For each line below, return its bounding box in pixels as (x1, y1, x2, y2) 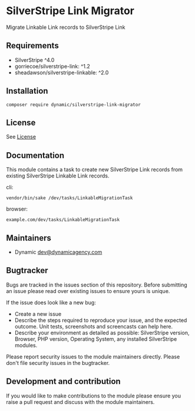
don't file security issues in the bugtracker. (6, 359, 110, 366)
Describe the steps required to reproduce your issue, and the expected (14, 317, 187, 324)
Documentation (6, 150, 65, 160)
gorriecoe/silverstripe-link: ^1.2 (14, 63, 90, 70)
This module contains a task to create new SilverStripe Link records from (6, 166, 183, 173)
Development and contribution (6, 376, 121, 387)
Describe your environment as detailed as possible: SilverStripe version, (14, 329, 190, 336)
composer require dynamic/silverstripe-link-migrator (6, 101, 141, 107)
